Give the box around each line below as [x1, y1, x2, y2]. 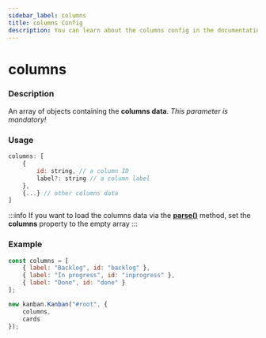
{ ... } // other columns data [22, 189, 119, 197]
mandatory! [8, 115, 47, 124]
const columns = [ [8, 257, 69, 265]
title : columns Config [8, 19, 83, 27]
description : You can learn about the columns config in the [8, 26, 215, 34]
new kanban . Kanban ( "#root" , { [8, 300, 108, 308]
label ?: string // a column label [36, 175, 150, 182]
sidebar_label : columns [8, 11, 87, 20]
